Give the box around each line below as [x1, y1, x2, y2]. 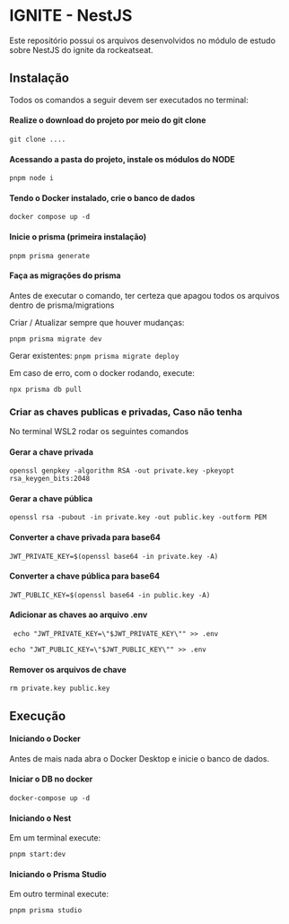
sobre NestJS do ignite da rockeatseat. [9, 44, 154, 55]
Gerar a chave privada [9, 446, 94, 458]
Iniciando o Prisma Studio [9, 868, 107, 879]
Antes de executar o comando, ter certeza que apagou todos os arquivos [9, 290, 280, 301]
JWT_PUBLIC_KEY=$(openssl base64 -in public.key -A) [9, 590, 211, 599]
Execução [9, 708, 66, 723]
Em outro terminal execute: [9, 889, 109, 900]
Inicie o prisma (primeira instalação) [9, 231, 147, 242]
